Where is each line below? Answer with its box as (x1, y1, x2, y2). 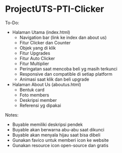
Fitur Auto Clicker (19, 55, 55, 61)
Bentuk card (19, 87, 45, 92)
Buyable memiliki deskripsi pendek (12, 122, 83, 127)
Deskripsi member (19, 97, 57, 103)
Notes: (5, 112, 19, 118)
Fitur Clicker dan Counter (19, 39, 71, 45)
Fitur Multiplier (19, 61, 49, 66)
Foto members (19, 92, 49, 98)
